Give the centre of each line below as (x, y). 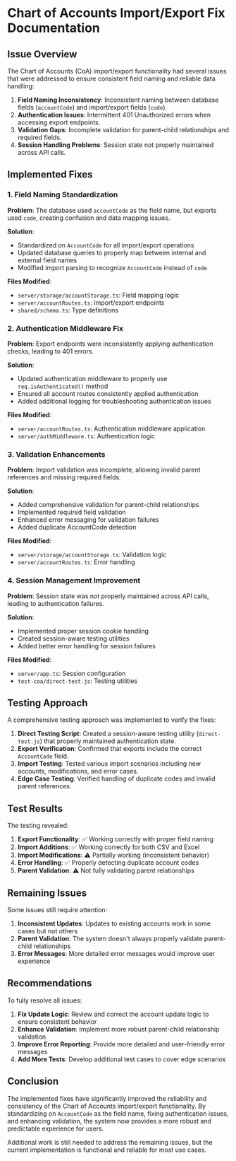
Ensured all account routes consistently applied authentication (108, 393)
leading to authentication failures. (56, 603)
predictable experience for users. (56, 1128)
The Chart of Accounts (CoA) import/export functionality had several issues (117, 71)
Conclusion (33, 1081)
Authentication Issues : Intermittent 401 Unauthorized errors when (114, 115)
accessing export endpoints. (59, 122)
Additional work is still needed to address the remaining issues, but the (110, 1142)
